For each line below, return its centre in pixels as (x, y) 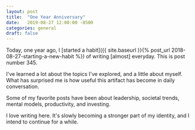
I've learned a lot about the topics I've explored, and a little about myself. (94, 74)
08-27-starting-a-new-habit (40, 56)
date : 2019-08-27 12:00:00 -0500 (50, 22)
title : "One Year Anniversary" (46, 17)
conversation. (23, 86)
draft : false (22, 34)
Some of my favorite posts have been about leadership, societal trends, (93, 98)
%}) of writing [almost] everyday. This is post (130, 56)
